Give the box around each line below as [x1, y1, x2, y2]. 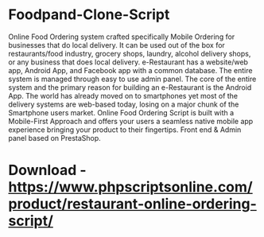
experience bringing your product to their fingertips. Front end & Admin [8, 125, 242, 134]
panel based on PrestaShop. [8, 133, 101, 142]
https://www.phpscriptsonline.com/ [8, 178, 253, 196]
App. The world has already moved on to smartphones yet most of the [8, 91, 239, 100]
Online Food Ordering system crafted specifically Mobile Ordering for [8, 32, 235, 41]
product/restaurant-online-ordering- [8, 195, 257, 213]
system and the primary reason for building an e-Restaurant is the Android [8, 82, 252, 92]
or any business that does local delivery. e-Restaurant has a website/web [8, 57, 249, 67]
